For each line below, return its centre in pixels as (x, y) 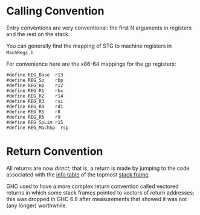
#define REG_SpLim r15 (35, 122)
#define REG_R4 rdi (35, 107)
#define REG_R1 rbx (35, 91)
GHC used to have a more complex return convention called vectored (93, 186)
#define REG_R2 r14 (35, 96)
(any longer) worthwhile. (37, 205)
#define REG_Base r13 (35, 75)
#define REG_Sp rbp (35, 80)
